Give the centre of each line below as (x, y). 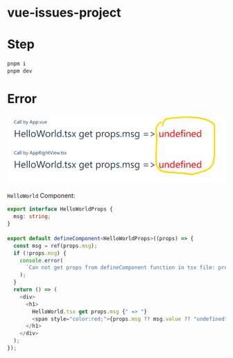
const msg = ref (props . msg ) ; (55, 246)
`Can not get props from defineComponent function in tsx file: (120, 268)
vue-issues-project (64, 13)
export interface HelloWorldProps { (60, 209)
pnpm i (17, 64)
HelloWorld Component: (41, 196)
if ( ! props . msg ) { (40, 253)
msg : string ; (32, 217)
